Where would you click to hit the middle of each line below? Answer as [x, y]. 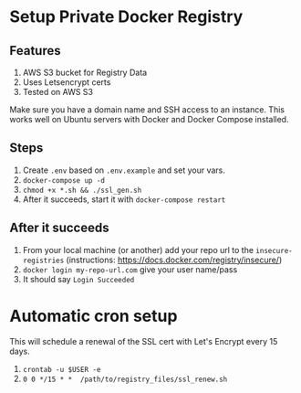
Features [35, 51]
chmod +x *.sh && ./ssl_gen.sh [82, 190]
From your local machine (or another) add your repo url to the [138, 250]
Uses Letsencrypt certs [67, 82]
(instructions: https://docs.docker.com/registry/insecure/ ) [174, 260]
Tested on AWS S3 [58, 92]
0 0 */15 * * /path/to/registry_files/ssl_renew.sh [125, 379]
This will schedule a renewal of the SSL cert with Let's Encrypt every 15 [144, 341]
